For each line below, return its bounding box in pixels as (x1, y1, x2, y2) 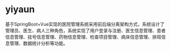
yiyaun (5, 4, 35, 15)
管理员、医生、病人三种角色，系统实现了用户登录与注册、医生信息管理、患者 (5, 27, 166, 34)
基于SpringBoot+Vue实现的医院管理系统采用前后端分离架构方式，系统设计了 (5, 21, 165, 27)
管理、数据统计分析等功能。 (9, 40, 68, 46)
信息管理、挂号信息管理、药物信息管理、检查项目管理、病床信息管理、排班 (5, 34, 161, 40)
